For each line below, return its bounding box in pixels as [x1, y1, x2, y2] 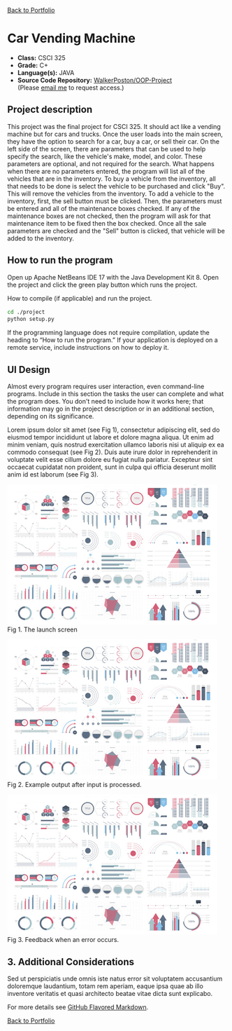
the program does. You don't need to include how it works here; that [7, 397, 204, 406]
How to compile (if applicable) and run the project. [7, 294, 152, 302]
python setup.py [7, 315, 55, 323]
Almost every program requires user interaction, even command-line [7, 382, 205, 391]
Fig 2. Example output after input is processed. [7, 781, 142, 789]
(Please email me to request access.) [17, 83, 124, 92]
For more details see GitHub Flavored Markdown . [7, 1002, 149, 1011]
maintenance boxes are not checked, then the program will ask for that [7, 212, 211, 220]
